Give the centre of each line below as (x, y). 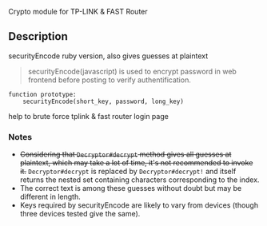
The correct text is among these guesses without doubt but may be (131, 188)
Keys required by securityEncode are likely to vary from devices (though (139, 205)
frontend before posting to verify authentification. (110, 80)
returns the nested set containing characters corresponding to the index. (139, 180)
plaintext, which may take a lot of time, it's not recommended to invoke (136, 163)
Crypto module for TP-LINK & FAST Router (78, 12)
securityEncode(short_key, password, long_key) (103, 101)
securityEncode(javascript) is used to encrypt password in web (132, 71)
